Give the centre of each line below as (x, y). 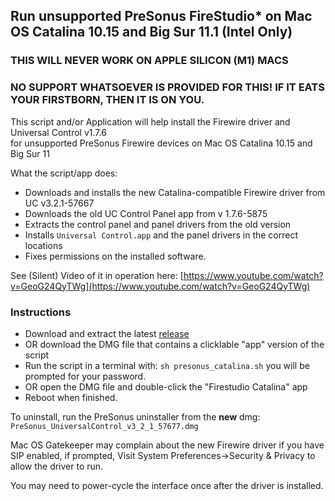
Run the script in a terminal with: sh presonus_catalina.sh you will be (167, 365)
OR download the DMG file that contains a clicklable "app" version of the (174, 344)
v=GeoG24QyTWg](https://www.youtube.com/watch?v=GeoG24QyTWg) (160, 286)
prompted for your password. (85, 376)
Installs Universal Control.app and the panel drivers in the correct (161, 235)
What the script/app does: (64, 173)
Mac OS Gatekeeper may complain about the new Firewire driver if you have (167, 445)
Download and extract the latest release (107, 333)
